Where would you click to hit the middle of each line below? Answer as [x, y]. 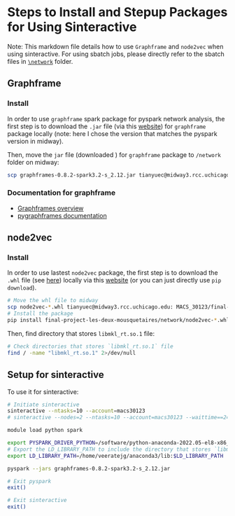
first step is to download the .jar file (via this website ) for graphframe [107, 126]
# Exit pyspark [29, 481]
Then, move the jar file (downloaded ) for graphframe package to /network [114, 154]
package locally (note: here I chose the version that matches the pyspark [113, 133]
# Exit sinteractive [37, 501]
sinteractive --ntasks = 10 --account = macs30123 [76, 411]
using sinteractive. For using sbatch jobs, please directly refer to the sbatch [116, 54]
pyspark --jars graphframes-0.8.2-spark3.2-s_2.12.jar [89, 468]
